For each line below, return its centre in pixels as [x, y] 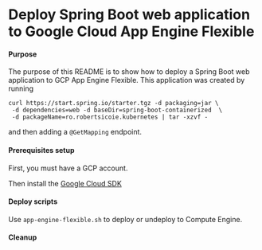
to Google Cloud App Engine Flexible [131, 31]
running [21, 88]
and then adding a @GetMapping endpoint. [75, 132]
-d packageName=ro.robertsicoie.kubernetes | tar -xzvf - [110, 117]
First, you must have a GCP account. [68, 168]
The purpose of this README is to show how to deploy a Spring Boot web [129, 72]
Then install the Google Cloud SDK [65, 183]
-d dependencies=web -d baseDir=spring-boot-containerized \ [117, 110]
